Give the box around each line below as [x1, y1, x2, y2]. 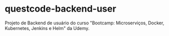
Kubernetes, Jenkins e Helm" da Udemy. [5, 25, 90, 31]
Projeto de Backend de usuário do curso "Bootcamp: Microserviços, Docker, [5, 20, 164, 26]
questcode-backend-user [5, 3, 116, 15]
